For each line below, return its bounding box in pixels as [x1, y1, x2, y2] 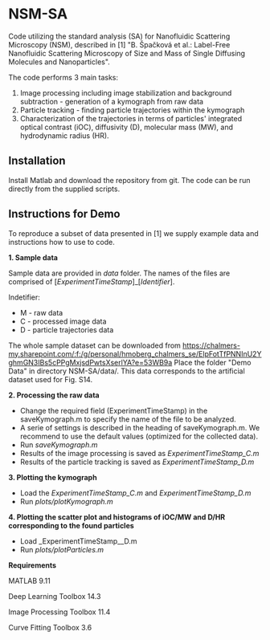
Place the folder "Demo [174, 357, 252, 367]
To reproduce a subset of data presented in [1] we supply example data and [8, 228, 259, 238]
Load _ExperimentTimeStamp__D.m [19, 536, 138, 546]
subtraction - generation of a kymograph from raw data [19, 96, 203, 106]
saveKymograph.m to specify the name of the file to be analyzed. [19, 414, 237, 424]
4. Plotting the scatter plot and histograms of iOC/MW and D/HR [8, 512, 226, 522]
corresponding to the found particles [8, 520, 134, 530]
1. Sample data [8, 252, 59, 262]
